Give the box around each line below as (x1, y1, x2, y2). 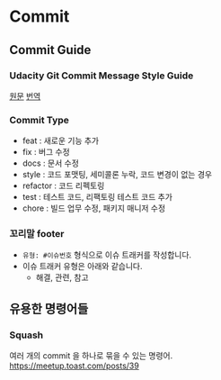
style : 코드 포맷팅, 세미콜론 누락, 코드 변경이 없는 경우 (22, 169, 213, 180)
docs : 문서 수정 (22, 158, 79, 168)
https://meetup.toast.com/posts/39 (9, 360, 139, 371)
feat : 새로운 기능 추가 (22, 135, 100, 146)
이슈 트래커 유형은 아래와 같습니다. (22, 261, 143, 272)
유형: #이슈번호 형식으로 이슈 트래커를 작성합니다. (22, 249, 191, 260)
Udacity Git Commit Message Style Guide (9, 69, 194, 82)
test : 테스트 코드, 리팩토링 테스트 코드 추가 (22, 192, 173, 203)
